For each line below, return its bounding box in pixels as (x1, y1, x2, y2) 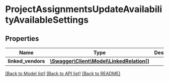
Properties (5, 34, 39, 43)
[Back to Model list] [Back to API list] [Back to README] (5, 70, 121, 76)
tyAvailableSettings (5, 14, 89, 26)
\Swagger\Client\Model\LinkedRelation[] (49, 58, 149, 64)
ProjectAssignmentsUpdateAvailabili (5, 4, 162, 15)
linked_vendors (8, 58, 45, 64)
